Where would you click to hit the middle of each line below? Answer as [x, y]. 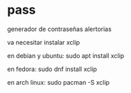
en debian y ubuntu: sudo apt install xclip [66, 55]
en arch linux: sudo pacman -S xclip [58, 82]
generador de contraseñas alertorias [60, 29]
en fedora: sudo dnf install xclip [52, 69]
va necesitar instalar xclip [44, 42]
